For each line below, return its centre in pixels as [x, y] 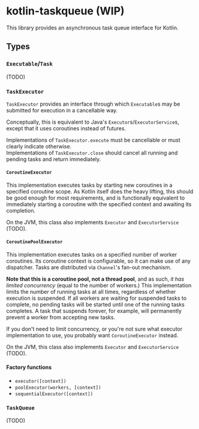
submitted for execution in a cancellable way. [62, 110]
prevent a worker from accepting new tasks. [61, 317]
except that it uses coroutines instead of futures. [66, 128]
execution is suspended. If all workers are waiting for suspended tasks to [97, 298]
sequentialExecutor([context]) [54, 394]
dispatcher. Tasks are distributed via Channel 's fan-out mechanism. [89, 267]
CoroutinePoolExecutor [34, 242]
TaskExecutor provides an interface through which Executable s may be [93, 104]
